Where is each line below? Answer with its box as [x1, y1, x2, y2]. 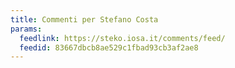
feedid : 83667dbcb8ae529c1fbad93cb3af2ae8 [19, 42, 199, 53]
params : [10, 24, 43, 34]
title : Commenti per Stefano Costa [10, 14, 159, 25]
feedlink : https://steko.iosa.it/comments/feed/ [19, 33, 226, 43]
